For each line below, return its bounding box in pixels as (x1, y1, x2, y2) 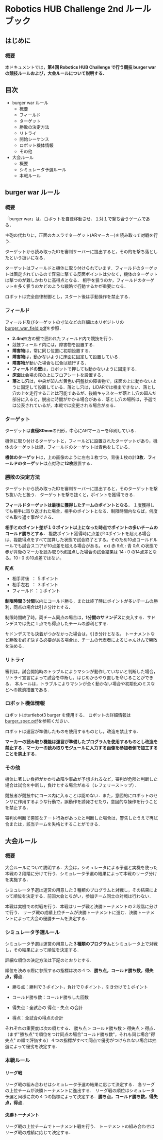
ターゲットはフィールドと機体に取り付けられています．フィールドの (5, 265, 141, 271)
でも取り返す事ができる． (5, 514, 56, 520)
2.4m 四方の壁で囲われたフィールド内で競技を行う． (12, 335, 116, 341)
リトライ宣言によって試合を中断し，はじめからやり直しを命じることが (5, 674, 145, 680)
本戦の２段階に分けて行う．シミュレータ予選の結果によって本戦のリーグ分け (5, 870, 158, 877)
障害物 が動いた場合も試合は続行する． (12, 360, 89, 366)
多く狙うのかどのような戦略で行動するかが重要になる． (17, 283, 129, 289)
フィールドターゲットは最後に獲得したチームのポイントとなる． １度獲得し (5, 502, 155, 508)
